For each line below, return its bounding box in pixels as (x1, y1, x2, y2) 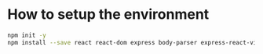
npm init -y (7, 31, 46, 39)
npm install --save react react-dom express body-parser (7, 38, 198, 46)
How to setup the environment (7, 5, 210, 23)
